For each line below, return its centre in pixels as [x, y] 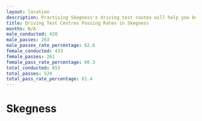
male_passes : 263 [28, 40]
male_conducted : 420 [32, 34]
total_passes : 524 [29, 73]
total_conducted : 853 [33, 68]
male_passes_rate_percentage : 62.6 [51, 46]
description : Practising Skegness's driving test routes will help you [98, 17]
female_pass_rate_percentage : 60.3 [51, 62]
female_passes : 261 [31, 57]
